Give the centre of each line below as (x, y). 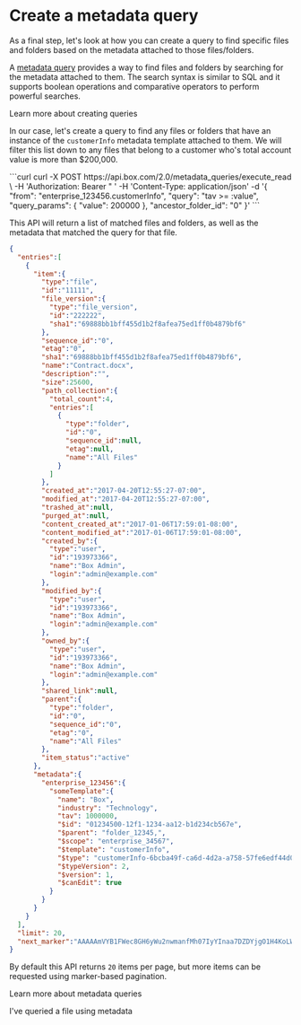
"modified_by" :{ (72, 591)
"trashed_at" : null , (78, 508)
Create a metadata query (104, 16)
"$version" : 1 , (86, 875)
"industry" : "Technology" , (107, 808)
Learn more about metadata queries (76, 994)
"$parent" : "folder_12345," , (112, 833)
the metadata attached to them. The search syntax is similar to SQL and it (145, 76)
